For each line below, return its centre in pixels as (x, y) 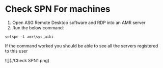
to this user (16, 51)
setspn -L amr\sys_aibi (29, 37)
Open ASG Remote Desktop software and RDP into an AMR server (79, 23)
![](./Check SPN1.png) (27, 60)
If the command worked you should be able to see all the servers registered (81, 45)
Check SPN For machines (58, 9)
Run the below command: (38, 27)
